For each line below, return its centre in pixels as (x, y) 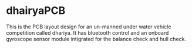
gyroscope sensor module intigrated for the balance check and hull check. (96, 39)
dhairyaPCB (36, 11)
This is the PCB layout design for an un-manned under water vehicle (89, 27)
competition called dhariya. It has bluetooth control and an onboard (87, 32)
